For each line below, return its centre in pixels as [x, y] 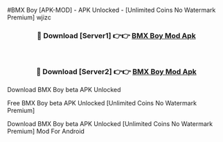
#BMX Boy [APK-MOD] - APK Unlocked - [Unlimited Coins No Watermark [111, 10]
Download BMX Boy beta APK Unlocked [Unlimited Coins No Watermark [110, 123]
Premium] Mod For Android [46, 131]
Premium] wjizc [29, 17]
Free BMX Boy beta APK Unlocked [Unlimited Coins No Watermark [102, 103]
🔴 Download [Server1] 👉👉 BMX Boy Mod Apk [116, 35]
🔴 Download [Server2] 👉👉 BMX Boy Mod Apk [116, 72]
